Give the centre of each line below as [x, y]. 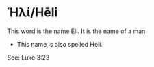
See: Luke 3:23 [28, 57]
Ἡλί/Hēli [33, 13]
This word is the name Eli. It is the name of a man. [77, 31]
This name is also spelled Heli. [60, 44]
